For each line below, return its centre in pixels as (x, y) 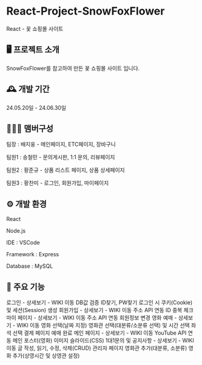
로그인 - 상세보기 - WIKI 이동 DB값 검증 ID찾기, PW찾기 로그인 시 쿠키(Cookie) (99, 302)
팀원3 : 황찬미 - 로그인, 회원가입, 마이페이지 (58, 183)
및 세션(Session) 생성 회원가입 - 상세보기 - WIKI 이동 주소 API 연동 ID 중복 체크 (100, 310)
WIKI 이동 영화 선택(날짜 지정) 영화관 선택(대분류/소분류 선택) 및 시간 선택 (103, 325)
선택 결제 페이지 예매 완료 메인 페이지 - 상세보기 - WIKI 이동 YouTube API (99, 333)
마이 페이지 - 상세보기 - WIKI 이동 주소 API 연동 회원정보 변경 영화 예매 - (92, 318)
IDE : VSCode (23, 243)
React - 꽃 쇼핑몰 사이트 (35, 29)
